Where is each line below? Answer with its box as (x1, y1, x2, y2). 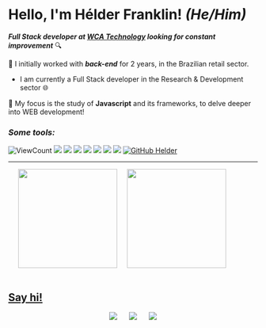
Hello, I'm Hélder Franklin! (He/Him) (8, 6, 247, 24)
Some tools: (8, 127, 55, 138)
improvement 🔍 (8, 40, 62, 50)
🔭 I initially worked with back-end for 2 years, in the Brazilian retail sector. (8, 59, 249, 68)
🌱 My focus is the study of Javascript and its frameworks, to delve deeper (8, 98, 252, 108)
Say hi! (8, 291, 44, 304)
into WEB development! (8, 107, 85, 116)
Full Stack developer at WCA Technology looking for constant (8, 32, 216, 41)
